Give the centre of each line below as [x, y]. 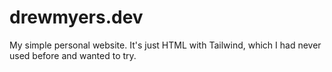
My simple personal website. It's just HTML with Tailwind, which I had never [165, 45]
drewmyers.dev [76, 17]
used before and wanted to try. [73, 55]
